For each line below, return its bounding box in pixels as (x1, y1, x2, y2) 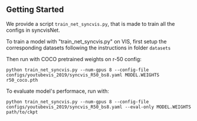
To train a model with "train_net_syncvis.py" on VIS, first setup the (6, 38, 167, 45)
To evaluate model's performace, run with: (6, 88, 109, 95)
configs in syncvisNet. (6, 26, 60, 33)
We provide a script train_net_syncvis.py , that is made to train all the (6, 20, 175, 27)
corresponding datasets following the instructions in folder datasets (6, 44, 171, 51)
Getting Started (6, 5, 64, 15)
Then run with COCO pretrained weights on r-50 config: (6, 55, 142, 62)
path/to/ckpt (6, 109, 38, 115)
